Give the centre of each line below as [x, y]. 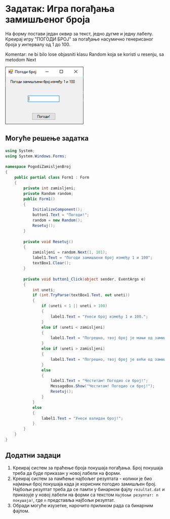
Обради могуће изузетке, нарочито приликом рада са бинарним [83, 505]
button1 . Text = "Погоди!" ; [61, 215]
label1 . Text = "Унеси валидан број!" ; [82, 418]
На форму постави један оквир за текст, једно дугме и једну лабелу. [79, 33]
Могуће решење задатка [47, 138]
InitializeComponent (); [57, 210]
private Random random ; [48, 193]
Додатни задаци [33, 455]
